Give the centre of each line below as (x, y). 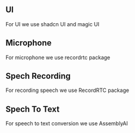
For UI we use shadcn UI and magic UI (52, 24)
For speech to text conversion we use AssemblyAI (67, 123)
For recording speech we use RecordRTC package (67, 90)
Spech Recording (38, 76)
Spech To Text (33, 109)
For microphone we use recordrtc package (58, 57)
